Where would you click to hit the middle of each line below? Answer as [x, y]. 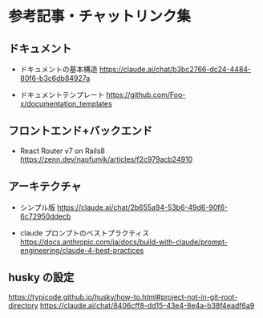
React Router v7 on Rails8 [63, 151]
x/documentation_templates [66, 104]
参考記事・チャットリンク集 [99, 16]
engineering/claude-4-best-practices [82, 250]
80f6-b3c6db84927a [55, 78]
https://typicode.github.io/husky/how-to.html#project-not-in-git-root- [123, 297]
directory [23, 306]
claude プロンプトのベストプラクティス [85, 232]
